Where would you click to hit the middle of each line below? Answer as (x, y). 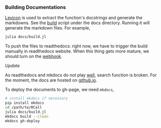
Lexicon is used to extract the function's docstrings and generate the (74, 18)
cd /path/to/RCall (23, 107)
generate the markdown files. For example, (48, 28)
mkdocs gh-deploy (22, 121)
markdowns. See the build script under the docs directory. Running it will (77, 23)
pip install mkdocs (25, 103)
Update (13, 66)
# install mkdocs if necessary (37, 99)
